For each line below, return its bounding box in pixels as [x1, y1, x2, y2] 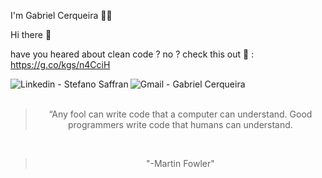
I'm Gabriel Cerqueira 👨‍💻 [10, 10, 113, 21]
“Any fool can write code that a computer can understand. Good [48, 108, 313, 120]
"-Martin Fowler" [146, 158, 215, 169]
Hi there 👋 [10, 29, 52, 40]
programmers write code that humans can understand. [67, 119, 293, 130]
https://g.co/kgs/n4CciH [10, 59, 111, 70]
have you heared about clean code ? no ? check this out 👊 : [10, 48, 255, 60]
